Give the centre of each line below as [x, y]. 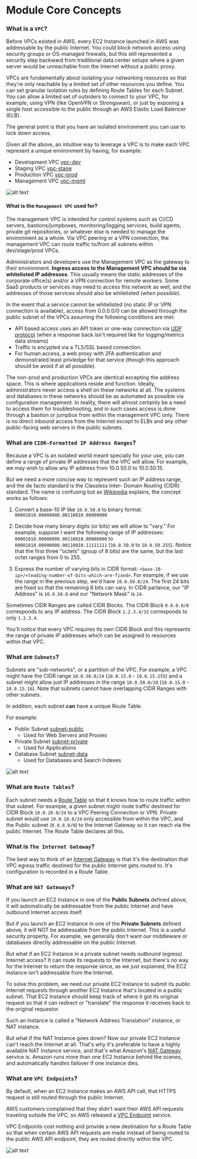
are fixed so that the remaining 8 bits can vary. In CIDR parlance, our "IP [102, 587]
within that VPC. [26, 641]
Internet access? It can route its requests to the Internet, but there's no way [97, 960]
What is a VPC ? [27, 29]
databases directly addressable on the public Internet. [71, 942]
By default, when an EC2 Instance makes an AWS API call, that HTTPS [91, 1091]
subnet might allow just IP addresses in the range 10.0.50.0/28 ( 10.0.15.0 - [98, 682]
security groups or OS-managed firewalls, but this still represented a [89, 54]
